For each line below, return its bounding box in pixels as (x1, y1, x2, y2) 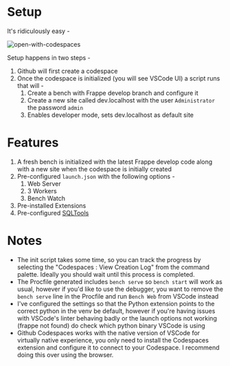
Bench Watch (27, 194, 66, 202)
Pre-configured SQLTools (16, 208, 89, 217)
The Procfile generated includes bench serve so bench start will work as (16, 277, 223, 286)
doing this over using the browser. (16, 350, 114, 358)
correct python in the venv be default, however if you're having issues (16, 307, 216, 315)
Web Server (27, 180, 62, 188)
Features (7, 135, 59, 151)
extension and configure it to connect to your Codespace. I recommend (16, 343, 220, 352)
